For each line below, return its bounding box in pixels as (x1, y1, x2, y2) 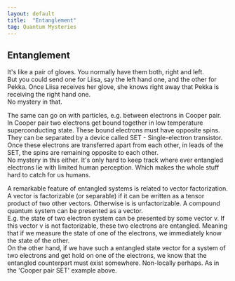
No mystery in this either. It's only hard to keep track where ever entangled (7, 156, 224, 165)
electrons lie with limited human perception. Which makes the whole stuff (7, 163, 220, 172)
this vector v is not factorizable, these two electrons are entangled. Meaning (7, 221, 228, 230)
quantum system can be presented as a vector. (7, 207, 144, 215)
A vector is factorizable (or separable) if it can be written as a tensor (7, 192, 205, 200)
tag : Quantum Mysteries (7, 23, 77, 30)
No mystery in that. (7, 97, 63, 106)
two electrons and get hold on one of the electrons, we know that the (7, 252, 207, 260)
